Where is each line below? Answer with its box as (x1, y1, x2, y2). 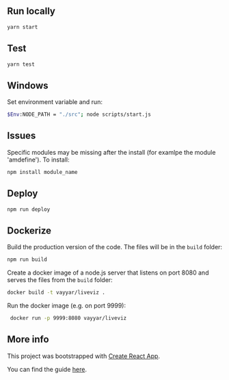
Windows (7, 79, 49, 91)
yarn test (7, 61, 36, 68)
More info (7, 333, 49, 345)
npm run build (7, 256, 48, 263)
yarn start (7, 23, 38, 30)
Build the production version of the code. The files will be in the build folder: (7, 243, 223, 251)
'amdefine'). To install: (7, 155, 70, 164)
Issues (7, 130, 36, 142)
